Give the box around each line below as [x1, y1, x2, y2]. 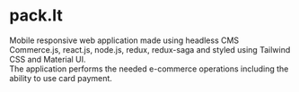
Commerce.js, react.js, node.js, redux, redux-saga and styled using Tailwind [9, 44, 291, 54]
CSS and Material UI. [9, 54, 87, 64]
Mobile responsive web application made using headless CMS [9, 35, 240, 46]
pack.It [9, 5, 63, 26]
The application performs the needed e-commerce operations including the [9, 63, 289, 74]
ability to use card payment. [9, 72, 112, 83]
